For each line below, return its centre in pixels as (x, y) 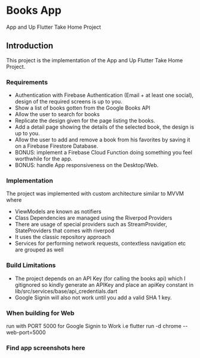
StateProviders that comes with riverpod (64, 230)
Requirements (27, 82)
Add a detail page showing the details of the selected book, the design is (104, 127)
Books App (34, 10)
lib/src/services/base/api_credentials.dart (66, 291)
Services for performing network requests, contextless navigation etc (100, 244)
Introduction (30, 46)
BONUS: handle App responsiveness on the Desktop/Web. (87, 165)
